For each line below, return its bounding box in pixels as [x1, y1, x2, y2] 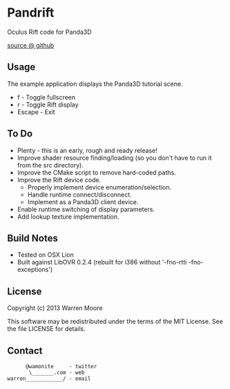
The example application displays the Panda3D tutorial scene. [7, 80, 183, 88]
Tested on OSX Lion [17, 251, 75, 259]
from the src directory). [17, 161, 84, 169]
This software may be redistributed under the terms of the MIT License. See [7, 317, 223, 326]
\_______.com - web [28, 369, 85, 376]
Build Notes [7, 232, 59, 244]
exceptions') [17, 265, 53, 274]
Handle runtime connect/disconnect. [27, 190, 133, 199]
